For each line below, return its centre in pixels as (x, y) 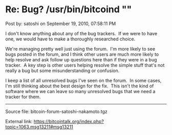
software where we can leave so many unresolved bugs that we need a (80, 91)
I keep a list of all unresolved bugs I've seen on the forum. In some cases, (83, 80)
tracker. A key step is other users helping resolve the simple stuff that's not (85, 65)
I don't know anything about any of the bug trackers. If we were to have (81, 33)
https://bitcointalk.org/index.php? (69, 121)
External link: (19, 121)
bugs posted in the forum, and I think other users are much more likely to (82, 54)
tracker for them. (23, 97)
